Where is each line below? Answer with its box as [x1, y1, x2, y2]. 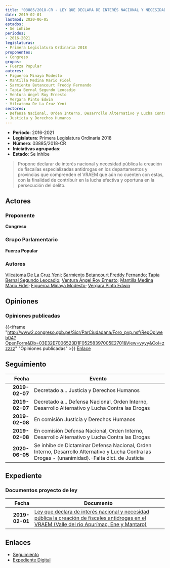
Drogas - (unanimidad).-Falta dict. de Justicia [34, 454, 144, 461]
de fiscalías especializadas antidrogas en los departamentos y [17, 166, 148, 172]
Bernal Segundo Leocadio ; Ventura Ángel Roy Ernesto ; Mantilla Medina [5, 277, 153, 283]
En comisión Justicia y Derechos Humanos [34, 416, 136, 423]
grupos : [5, 59, 22, 64]
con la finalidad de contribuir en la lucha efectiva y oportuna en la [17, 177, 155, 183]
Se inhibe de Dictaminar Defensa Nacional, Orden [34, 442, 152, 449]
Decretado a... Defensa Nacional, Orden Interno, [34, 398, 148, 405]
